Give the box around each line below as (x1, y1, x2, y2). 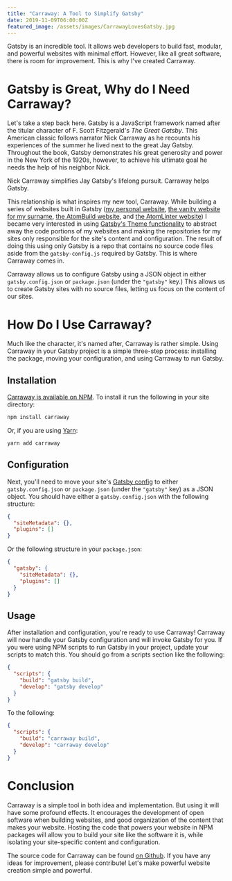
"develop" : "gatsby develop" (19, 683, 104, 690)
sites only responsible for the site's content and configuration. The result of (7, 234, 222, 243)
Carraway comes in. (7, 256, 64, 265)
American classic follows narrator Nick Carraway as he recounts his (7, 133, 201, 142)
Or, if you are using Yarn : (7, 426, 78, 434)
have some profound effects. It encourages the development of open (7, 808, 204, 816)
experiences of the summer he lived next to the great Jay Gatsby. (7, 141, 194, 149)
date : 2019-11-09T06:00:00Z (7, 17, 89, 24)
